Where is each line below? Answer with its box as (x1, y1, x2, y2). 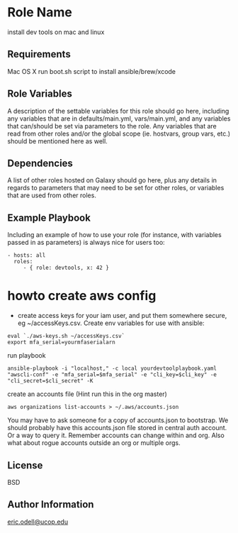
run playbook (7, 351, 46, 360)
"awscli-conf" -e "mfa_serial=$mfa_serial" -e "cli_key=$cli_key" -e (7, 371, 217, 378)
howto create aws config (7, 288, 157, 304)
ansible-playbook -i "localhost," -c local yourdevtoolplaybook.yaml (7, 365, 217, 373)
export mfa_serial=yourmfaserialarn (7, 339, 115, 346)
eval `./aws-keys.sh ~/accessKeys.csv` (7, 333, 125, 340)
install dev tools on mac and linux (7, 28, 105, 36)
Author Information (7, 498, 94, 511)
